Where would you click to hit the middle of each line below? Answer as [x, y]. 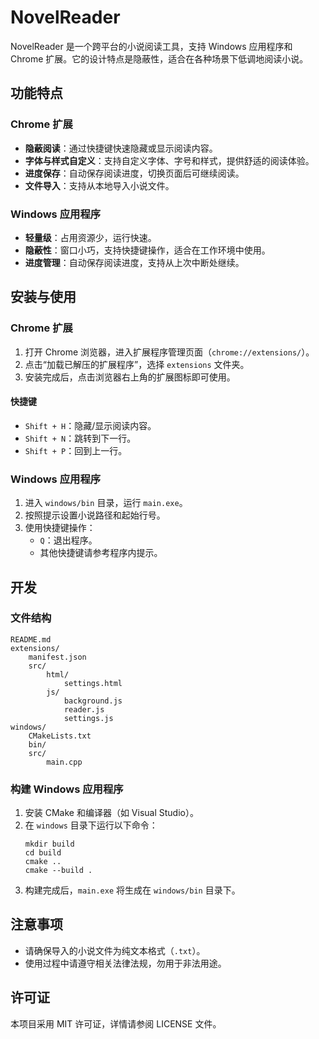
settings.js [88, 718]
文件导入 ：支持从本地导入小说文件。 [99, 185]
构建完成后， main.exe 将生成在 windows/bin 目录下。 [132, 890]
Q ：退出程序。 [68, 540]
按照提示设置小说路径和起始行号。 [95, 515]
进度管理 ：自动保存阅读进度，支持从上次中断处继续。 [134, 262]
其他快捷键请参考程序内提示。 [101, 553]
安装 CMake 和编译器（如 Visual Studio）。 [111, 813]
